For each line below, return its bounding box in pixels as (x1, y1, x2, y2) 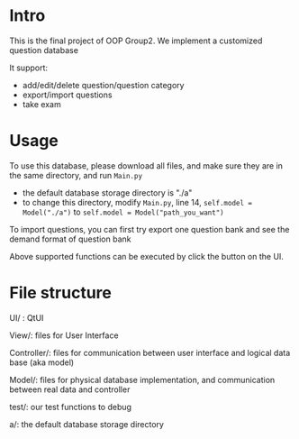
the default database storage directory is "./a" (22, 187, 193, 198)
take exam (22, 98, 61, 109)
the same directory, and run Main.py (9, 169, 142, 180)
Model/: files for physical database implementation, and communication (9, 374, 276, 385)
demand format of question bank (9, 233, 131, 244)
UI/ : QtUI (9, 312, 44, 323)
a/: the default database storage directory (9, 418, 165, 429)
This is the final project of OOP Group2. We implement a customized (9, 35, 263, 46)
